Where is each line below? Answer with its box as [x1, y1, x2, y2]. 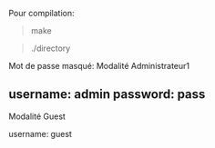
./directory [30, 43, 71, 54]
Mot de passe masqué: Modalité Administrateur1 [8, 61, 190, 71]
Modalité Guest [8, 111, 66, 122]
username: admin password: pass [8, 86, 206, 103]
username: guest [8, 128, 72, 139]
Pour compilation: [8, 8, 75, 18]
